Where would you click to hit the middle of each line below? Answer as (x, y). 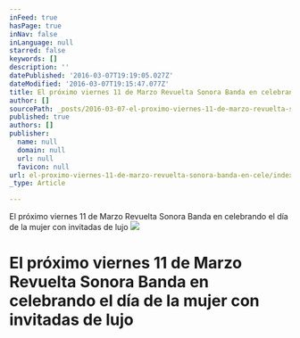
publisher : (29, 134)
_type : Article (37, 184)
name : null (37, 142)
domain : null (42, 150)
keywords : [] (33, 59)
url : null (35, 158)
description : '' (39, 68)
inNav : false (33, 34)
